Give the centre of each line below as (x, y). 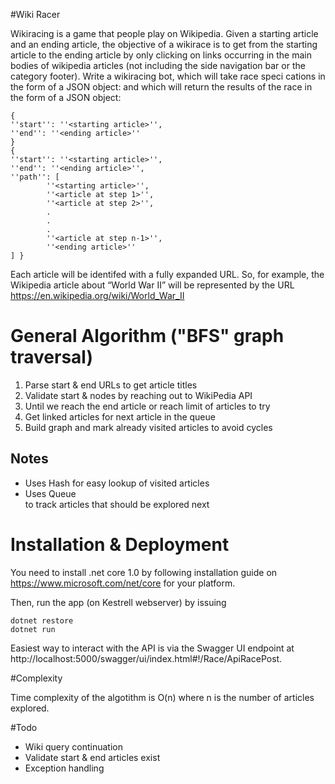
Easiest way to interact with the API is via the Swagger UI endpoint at (152, 648)
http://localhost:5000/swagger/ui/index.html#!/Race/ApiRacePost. (146, 658)
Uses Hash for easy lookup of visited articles (117, 483)
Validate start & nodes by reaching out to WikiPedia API (138, 395)
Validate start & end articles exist (92, 757)
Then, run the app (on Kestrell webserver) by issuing (118, 602)
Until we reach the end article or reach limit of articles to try (147, 406)
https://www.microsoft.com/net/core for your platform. (123, 583)
